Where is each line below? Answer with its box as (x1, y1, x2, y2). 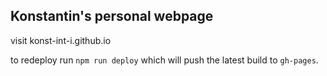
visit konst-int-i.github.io (10, 34, 112, 46)
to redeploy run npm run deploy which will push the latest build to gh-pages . (10, 54, 319, 66)
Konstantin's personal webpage (10, 8, 214, 25)
